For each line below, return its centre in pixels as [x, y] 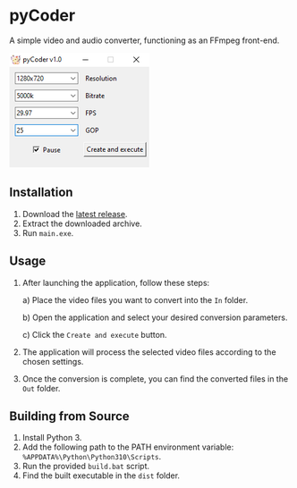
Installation [41, 193]
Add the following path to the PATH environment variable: [128, 447]
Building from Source [69, 416]
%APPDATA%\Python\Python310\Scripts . [92, 457]
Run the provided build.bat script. [86, 467]
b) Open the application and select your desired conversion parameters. [155, 317]
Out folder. [41, 388]
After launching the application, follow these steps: [116, 282]
